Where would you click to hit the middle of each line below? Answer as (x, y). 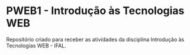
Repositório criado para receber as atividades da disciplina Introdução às (95, 39)
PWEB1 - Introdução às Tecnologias (95, 11)
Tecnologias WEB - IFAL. (36, 46)
